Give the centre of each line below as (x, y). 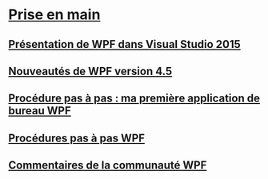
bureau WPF (40, 111)
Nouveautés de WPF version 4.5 (90, 71)
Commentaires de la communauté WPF (108, 165)
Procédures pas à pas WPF (77, 138)
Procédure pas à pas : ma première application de (134, 99)
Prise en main (54, 15)
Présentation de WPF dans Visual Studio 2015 (125, 44)
